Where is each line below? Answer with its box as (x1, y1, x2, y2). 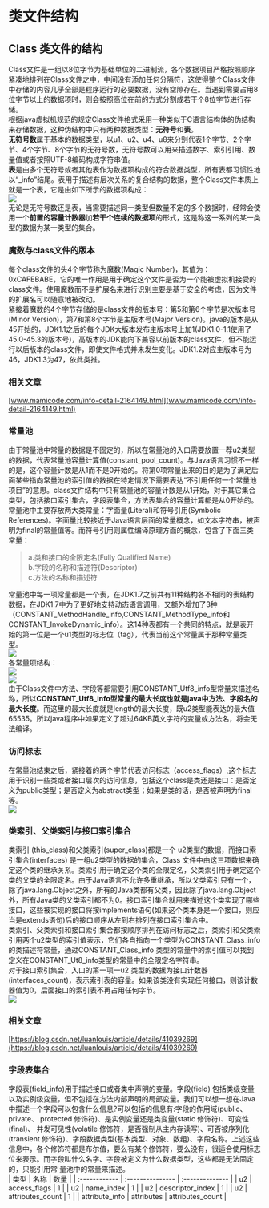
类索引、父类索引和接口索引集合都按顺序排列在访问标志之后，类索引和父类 (8, 925, 254, 935)
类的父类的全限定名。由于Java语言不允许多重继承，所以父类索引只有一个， (8, 875, 256, 885)
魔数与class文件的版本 (8, 244, 95, 256)
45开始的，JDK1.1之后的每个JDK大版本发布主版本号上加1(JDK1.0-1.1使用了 (8, 325, 252, 334)
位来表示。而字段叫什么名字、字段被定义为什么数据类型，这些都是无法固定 (8, 1154, 254, 1164)
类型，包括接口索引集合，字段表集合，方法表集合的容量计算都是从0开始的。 (8, 495, 259, 505)
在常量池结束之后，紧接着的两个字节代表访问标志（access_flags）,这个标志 (8, 766, 257, 775)
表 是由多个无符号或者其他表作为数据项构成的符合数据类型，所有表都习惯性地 (8, 165, 261, 174)
